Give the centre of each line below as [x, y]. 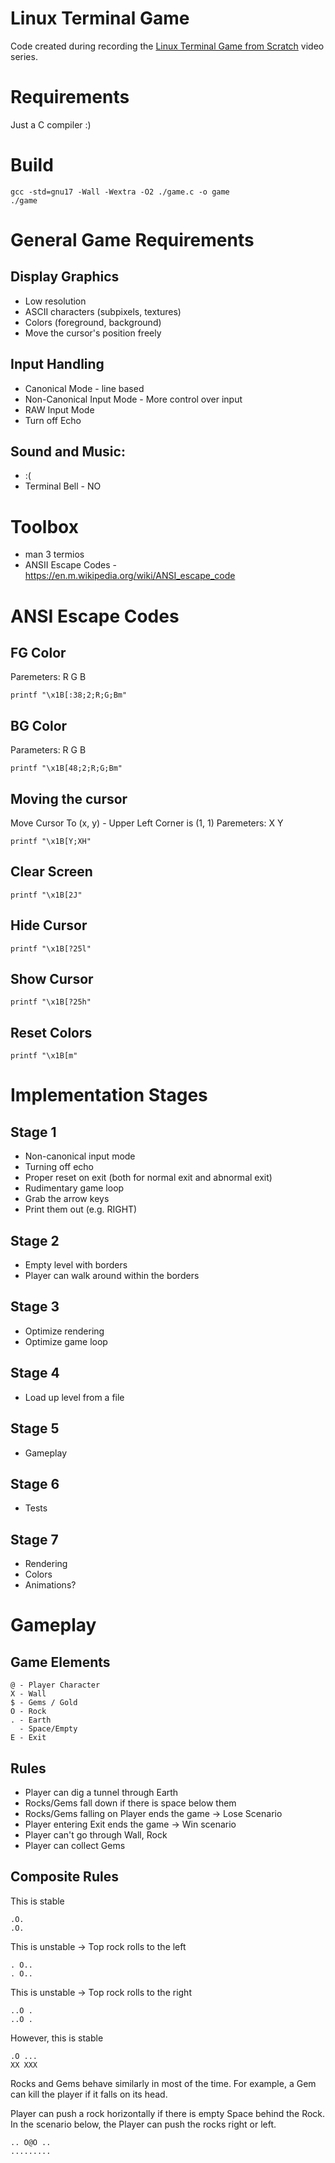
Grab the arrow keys [67, 1199]
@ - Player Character [55, 1685]
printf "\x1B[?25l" [51, 948]
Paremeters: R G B [48, 677]
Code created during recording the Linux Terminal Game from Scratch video [167, 46]
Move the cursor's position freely [93, 333]
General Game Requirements [132, 240]
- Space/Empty [48, 1729]
